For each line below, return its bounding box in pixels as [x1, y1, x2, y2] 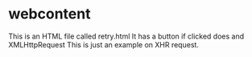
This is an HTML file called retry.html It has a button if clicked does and [8, 31, 244, 41]
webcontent [8, 5, 91, 23]
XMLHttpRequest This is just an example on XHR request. [8, 39, 200, 49]
